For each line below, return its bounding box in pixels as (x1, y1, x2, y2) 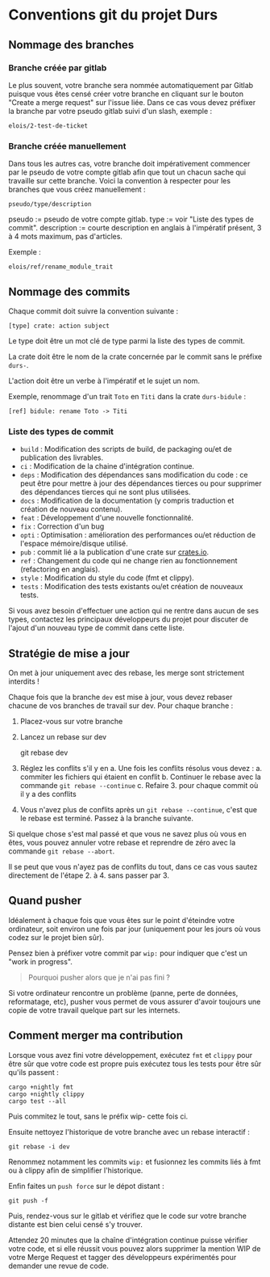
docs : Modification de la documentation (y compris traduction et (19, 495, 235, 506)
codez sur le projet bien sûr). (8, 932, 105, 942)
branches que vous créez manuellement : (8, 184, 147, 195)
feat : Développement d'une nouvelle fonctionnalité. (19, 513, 194, 523)
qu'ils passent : (8, 1067, 59, 1077)
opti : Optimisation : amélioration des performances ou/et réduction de (19, 530, 256, 540)
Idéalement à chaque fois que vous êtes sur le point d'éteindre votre (8, 915, 235, 925)
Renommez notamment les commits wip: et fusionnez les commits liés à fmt (8, 1157, 261, 1166)
